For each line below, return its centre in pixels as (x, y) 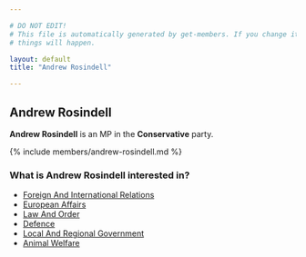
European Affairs (54, 204)
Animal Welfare (51, 243)
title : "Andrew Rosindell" (61, 68)
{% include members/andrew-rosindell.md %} (96, 152)
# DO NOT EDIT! (38, 25)
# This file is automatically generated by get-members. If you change (148, 34)
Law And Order (51, 214)
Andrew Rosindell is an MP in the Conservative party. (112, 133)
